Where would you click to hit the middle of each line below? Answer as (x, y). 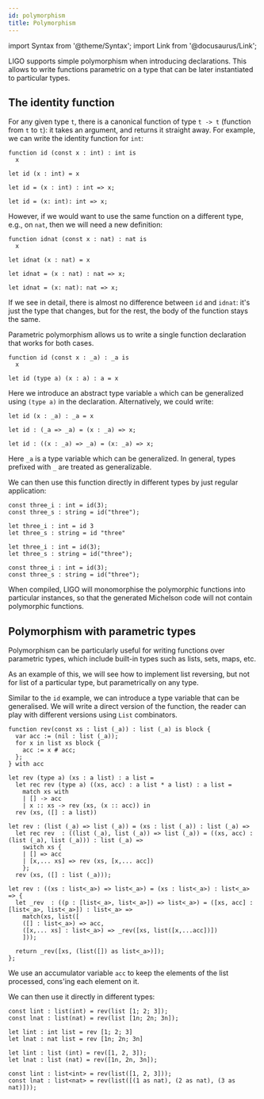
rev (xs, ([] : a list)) (56, 813)
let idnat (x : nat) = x (49, 260)
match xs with (46, 792)
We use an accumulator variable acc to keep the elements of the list (119, 973)
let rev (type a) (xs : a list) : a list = (81, 778)
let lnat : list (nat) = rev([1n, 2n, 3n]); (83, 1060)
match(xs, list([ (51, 917)
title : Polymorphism (42, 23)
